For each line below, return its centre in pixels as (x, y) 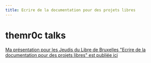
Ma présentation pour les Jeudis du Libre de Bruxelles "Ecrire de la (75, 50)
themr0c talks (36, 35)
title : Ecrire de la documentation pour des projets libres (71, 10)
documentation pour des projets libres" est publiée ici (62, 55)
